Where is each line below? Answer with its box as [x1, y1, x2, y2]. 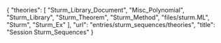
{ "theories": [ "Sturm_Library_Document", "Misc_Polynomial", [6, 6, 185, 14]
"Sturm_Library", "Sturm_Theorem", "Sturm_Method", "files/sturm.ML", [6, 13, 210, 21]
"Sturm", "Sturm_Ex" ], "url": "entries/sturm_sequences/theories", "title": [6, 21, 215, 28]
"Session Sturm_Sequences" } [6, 28, 94, 36]
